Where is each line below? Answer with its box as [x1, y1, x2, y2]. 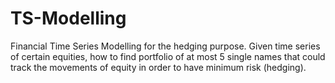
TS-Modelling [10, 7, 127, 30]
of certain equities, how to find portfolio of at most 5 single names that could [10, 50, 326, 62]
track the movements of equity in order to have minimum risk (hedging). [10, 61, 307, 73]
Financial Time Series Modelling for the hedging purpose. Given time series [10, 40, 321, 52]
